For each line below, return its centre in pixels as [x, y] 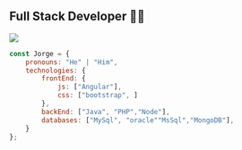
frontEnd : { [64, 79]
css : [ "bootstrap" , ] [98, 96]
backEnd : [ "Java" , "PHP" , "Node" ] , [106, 112]
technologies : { [56, 71]
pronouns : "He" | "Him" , [72, 62]
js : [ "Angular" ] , [90, 87]
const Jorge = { [39, 54]
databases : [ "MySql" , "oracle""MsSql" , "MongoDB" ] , [138, 120]
